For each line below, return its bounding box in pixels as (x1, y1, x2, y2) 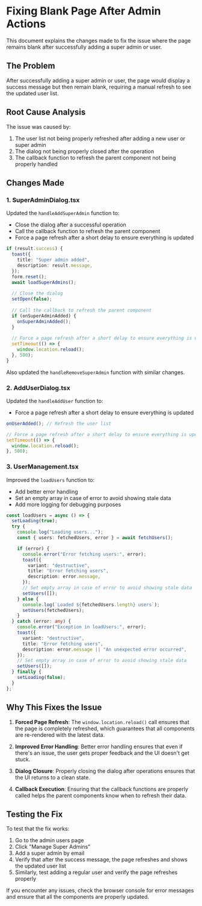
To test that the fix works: (6, 825, 70, 833)
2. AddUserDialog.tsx (6, 384, 70, 392)
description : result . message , (17, 262, 93, 269)
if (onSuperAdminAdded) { (11, 313, 77, 319)
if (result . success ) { (6, 246, 63, 252)
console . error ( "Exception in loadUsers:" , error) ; (17, 624, 147, 630)
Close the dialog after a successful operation (14, 221, 126, 228)
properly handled (14, 160, 58, 167)
